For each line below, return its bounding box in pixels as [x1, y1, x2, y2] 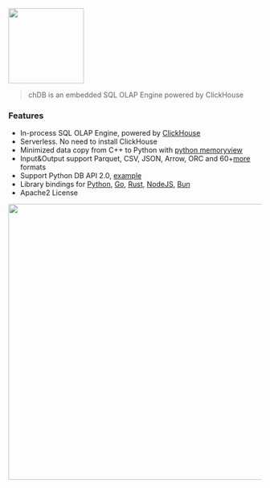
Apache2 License [19, 188, 79, 197]
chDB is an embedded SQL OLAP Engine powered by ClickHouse [27, 90, 243, 100]
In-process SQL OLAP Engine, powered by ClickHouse [19, 128, 201, 138]
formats [19, 162, 47, 172]
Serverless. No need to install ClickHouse [19, 136, 158, 147]
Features [8, 110, 44, 121]
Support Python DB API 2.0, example [19, 171, 142, 181]
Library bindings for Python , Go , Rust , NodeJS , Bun [19, 180, 190, 189]
